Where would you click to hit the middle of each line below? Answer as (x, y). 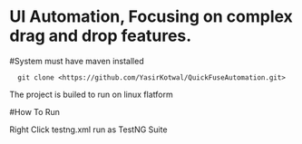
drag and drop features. (101, 36)
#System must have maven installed (77, 61)
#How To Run (35, 111)
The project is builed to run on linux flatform (92, 94)
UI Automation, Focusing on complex (151, 17)
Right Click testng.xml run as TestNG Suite (88, 130)
